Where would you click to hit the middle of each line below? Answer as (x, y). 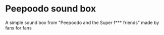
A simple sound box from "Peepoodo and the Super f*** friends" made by (82, 22)
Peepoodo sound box (51, 9)
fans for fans (18, 27)
